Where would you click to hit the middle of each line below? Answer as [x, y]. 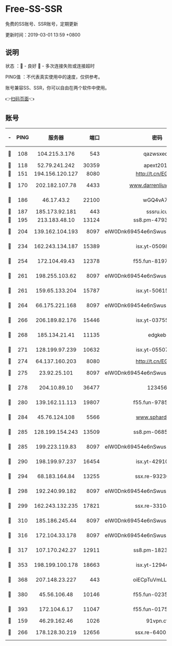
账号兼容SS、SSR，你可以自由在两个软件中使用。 [57, 87]
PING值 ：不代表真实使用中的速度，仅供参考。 [54, 77]
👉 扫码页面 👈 [20, 99]
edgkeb [157, 335]
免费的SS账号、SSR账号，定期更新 [42, 24]
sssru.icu [157, 211]
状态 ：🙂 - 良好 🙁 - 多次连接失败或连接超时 [50, 66]
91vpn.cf [157, 621]
